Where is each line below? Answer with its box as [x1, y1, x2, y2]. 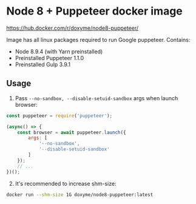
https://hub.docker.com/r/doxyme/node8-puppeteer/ [6, 24, 139, 32]
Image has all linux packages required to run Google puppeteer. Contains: [6, 36, 191, 43]
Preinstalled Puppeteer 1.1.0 [15, 54, 84, 61]
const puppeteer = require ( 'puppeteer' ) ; [6, 112, 113, 119]
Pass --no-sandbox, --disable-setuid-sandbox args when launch [15, 94, 178, 101]
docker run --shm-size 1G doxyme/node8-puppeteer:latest [6, 191, 154, 198]
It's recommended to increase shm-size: [15, 180, 117, 187]
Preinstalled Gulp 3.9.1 [15, 61, 71, 68]
